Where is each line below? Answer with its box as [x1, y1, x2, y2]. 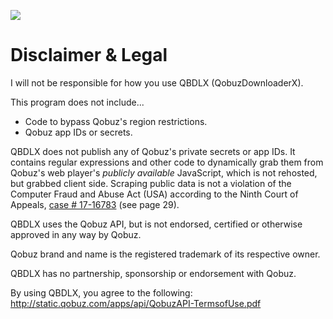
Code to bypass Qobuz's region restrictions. [24, 115, 208, 127]
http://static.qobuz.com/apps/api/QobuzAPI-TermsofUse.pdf [10, 297, 262, 309]
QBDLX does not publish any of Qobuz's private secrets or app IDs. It [10, 145, 296, 157]
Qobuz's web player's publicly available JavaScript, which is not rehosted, [10, 166, 318, 179]
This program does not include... [10, 96, 145, 108]
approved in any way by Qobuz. [10, 228, 142, 240]
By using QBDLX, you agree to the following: [10, 286, 193, 299]
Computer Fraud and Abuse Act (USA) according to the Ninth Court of [10, 188, 299, 200]
